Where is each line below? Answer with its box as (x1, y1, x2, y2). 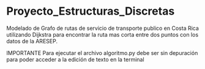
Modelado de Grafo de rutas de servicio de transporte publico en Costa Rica (6, 24, 199, 32)
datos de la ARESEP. (6, 37, 58, 45)
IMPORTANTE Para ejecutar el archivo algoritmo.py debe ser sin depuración (6, 49, 198, 56)
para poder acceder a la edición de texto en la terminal (6, 56, 145, 63)
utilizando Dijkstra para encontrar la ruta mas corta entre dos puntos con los (6, 31, 199, 38)
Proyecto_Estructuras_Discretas (6, 4, 175, 18)
